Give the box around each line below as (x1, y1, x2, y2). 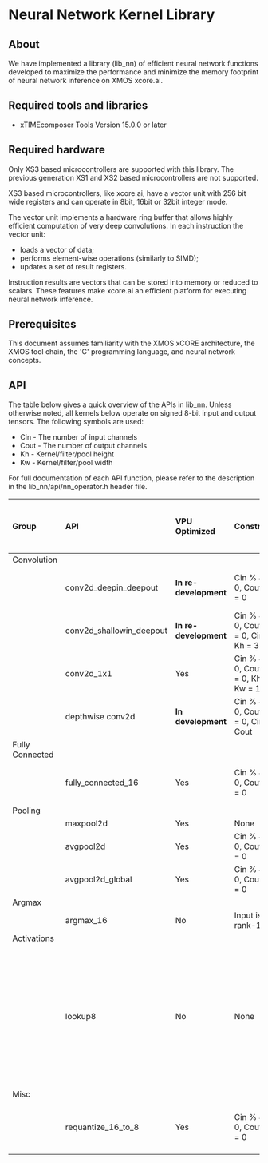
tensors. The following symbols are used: (8, 417, 144, 427)
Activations (12, 933, 54, 944)
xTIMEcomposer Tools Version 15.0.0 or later (19, 120, 167, 129)
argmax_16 (65, 915, 108, 926)
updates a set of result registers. (19, 261, 128, 271)
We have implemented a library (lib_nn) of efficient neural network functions (8, 58, 258, 68)
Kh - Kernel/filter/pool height (19, 449, 114, 459)
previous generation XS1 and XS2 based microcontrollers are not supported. (8, 173, 259, 182)
